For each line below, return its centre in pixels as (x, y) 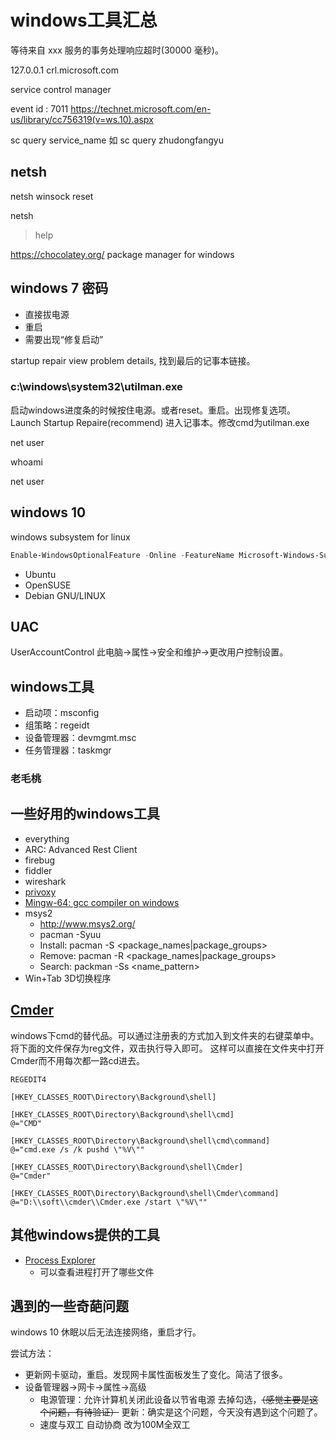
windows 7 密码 (59, 288)
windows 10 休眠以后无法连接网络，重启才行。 (106, 1332)
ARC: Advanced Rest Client (81, 849)
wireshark (45, 881)
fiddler (38, 870)
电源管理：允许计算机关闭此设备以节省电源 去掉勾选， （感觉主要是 (174, 1400)
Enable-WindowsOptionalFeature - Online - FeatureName (122, 555)
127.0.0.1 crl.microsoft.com (64, 70)
